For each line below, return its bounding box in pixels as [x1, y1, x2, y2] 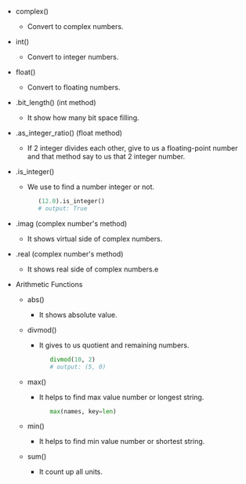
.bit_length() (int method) [15, 98, 96, 107]
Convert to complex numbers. [27, 22, 124, 31]
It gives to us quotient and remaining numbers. [38, 340, 190, 350]
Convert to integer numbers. [27, 53, 119, 61]
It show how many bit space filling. [27, 113, 139, 122]
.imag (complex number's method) [15, 219, 128, 228]
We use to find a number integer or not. [27, 182, 155, 191]
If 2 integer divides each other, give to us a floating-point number [27, 144, 238, 152]
